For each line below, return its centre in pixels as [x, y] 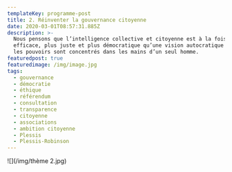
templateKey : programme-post [49, 13]
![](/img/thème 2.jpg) [37, 161]
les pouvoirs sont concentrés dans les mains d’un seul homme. [106, 52]
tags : [15, 71]
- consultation [35, 103]
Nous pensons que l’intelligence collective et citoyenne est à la [113, 39]
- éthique [27, 90]
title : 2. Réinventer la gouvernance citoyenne [77, 20]
